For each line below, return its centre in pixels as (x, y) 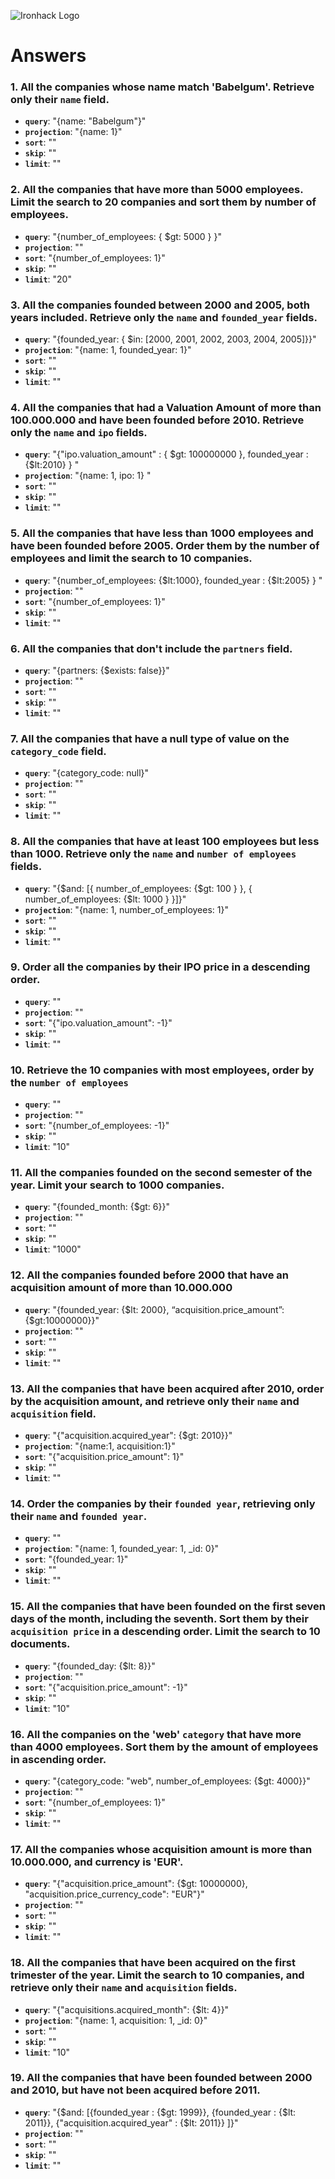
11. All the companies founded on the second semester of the (161, 1173)
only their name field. (60, 100)
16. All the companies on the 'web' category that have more (156, 1734)
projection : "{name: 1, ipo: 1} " (88, 476)
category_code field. (58, 751)
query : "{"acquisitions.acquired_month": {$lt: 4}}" (127, 2009)
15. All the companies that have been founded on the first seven (168, 1607)
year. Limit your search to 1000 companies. (117, 1185)
